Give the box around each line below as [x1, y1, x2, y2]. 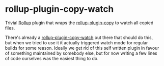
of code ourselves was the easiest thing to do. [5, 55, 99, 61]
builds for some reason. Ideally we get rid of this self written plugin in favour [5, 45, 160, 51]
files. [5, 25, 15, 31]
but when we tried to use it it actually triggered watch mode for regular [5, 39, 148, 45]
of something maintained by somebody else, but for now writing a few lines [5, 50, 158, 56]
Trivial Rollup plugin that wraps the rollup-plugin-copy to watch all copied [5, 20, 154, 26]
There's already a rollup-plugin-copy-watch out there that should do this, [5, 34, 153, 40]
